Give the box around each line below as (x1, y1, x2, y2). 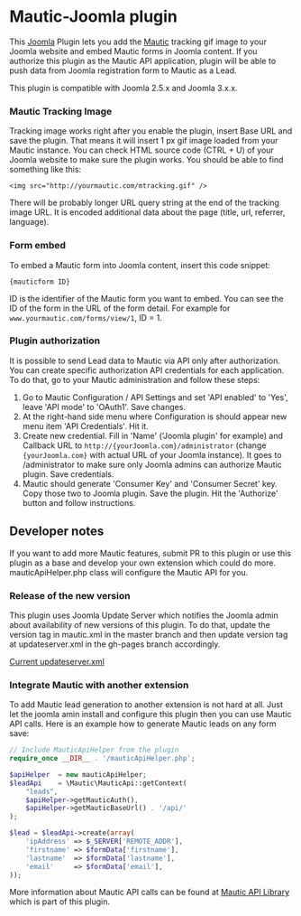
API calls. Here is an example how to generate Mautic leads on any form (9, 718, 277, 729)
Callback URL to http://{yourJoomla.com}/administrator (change (22, 440, 267, 451)
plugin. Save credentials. (22, 468, 114, 480)
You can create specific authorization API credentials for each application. (9, 364, 285, 376)
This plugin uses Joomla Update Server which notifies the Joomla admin (9, 610, 279, 621)
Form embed (9, 239, 66, 252)
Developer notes (9, 524, 105, 539)
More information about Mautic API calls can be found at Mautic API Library (9, 887, 290, 898)
